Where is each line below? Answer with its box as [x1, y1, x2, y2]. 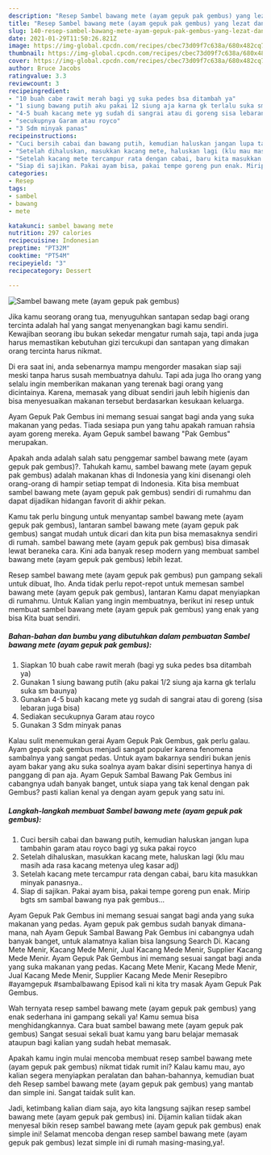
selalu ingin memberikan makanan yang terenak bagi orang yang [8, 379, 223, 388]
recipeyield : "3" [8, 259, 67, 267]
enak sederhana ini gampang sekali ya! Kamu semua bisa [8, 1012, 199, 1022]
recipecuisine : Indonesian [8, 237, 99, 245]
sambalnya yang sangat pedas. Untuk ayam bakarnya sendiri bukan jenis [8, 753, 252, 763]
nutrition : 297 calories [8, 229, 92, 237]
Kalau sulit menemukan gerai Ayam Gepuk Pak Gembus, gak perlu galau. [8, 736, 251, 745]
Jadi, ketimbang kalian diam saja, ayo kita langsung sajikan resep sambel [8, 1103, 252, 1113]
